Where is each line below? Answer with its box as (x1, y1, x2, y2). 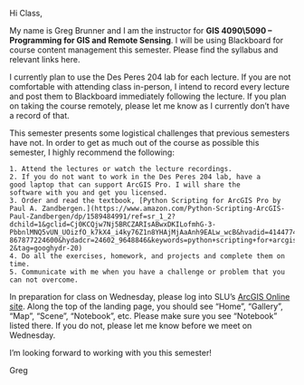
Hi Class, (9, 8, 43, 18)
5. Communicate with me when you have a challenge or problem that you (9, 267, 285, 276)
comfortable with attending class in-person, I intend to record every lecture (9, 82, 290, 91)
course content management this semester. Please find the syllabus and (9, 44, 279, 55)
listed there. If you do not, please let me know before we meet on (9, 321, 252, 331)
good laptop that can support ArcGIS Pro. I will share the (9, 180, 242, 189)
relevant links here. (9, 54, 81, 64)
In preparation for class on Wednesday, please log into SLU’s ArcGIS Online (9, 292, 290, 302)
